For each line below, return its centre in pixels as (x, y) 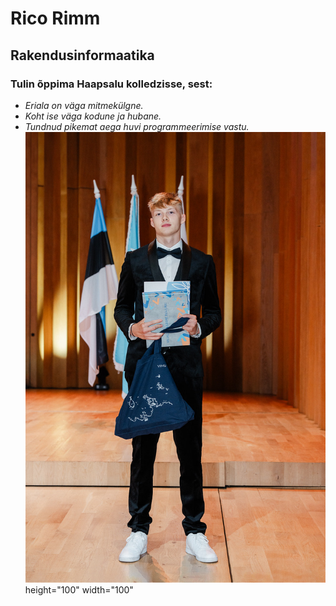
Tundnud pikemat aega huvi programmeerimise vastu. (137, 126)
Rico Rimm (55, 18)
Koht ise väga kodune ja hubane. (93, 116)
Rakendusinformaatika (82, 55)
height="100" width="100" (79, 589)
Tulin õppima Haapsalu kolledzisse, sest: (111, 84)
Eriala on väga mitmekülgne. (84, 105)
